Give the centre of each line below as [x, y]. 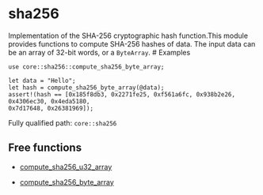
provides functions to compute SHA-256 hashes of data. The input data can [132, 43]
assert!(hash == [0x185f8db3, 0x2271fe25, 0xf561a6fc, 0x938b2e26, [122, 94]
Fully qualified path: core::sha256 [63, 122]
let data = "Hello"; [42, 81]
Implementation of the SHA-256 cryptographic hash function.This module [128, 36]
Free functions [45, 148]
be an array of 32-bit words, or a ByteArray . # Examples [99, 52]
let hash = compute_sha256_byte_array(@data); [86, 88]
